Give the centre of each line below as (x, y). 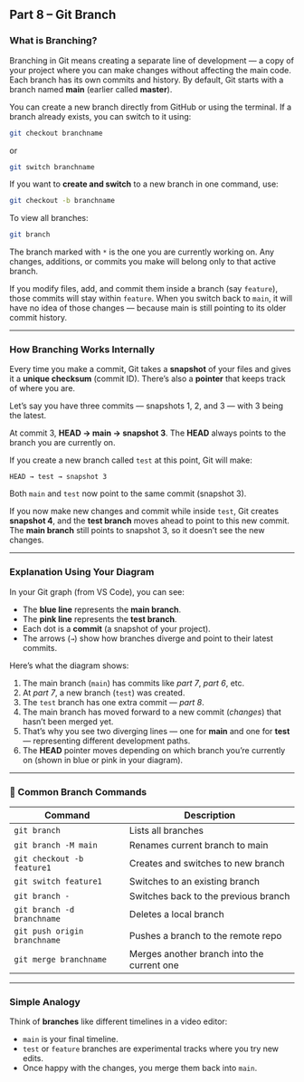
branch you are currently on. (62, 443)
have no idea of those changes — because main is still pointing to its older (148, 308)
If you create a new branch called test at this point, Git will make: (131, 460)
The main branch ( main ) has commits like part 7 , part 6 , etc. (133, 683)
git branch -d (44, 910)
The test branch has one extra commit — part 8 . (114, 702)
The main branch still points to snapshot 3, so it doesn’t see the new (137, 531)
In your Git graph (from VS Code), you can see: (97, 591)
